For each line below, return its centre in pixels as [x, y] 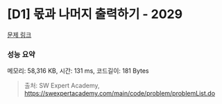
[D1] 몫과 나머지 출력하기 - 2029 [95, 14]
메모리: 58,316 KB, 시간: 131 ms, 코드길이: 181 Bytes [78, 71]
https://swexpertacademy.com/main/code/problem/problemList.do [120, 94]
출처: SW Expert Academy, [62, 86]
